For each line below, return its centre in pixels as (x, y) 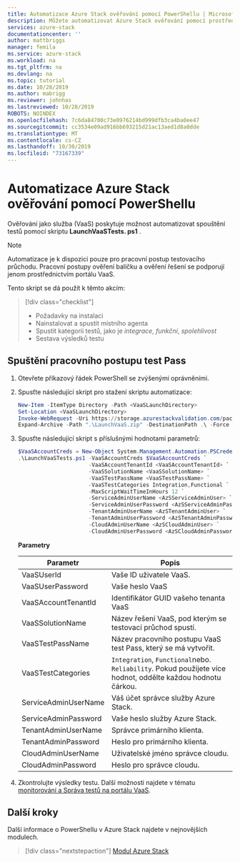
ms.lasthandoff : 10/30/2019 (49, 147)
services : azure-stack (41, 27)
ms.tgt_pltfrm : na (35, 67)
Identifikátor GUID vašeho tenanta (168, 598)
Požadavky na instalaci (69, 316)
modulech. (23, 837)
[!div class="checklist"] (59, 301)
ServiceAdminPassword (61, 718)
